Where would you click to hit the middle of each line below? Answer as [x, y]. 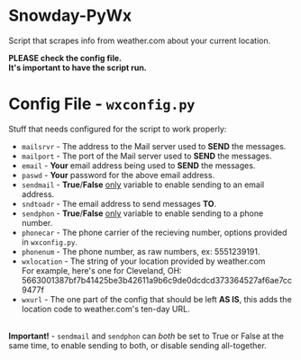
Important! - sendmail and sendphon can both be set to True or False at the [146, 336]
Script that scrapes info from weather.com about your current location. [140, 40]
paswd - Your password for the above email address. [118, 175]
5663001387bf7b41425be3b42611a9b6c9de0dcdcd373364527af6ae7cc [157, 280]
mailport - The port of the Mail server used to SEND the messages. [146, 156]
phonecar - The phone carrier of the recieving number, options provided [154, 232]
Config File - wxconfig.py [102, 104]
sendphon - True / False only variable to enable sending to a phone [142, 213]
